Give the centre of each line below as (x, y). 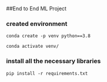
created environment (37, 24)
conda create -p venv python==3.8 (49, 36)
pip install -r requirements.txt (47, 73)
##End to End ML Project (36, 9)
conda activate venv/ (33, 47)
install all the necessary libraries (53, 61)
